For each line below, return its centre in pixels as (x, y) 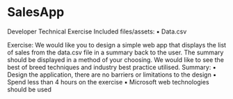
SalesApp (36, 12)
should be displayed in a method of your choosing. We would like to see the (116, 59)
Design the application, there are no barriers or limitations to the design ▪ (112, 75)
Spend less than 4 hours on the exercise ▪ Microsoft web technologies (109, 82)
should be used (30, 89)
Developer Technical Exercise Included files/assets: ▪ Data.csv (97, 31)
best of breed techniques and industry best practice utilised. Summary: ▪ (112, 67)
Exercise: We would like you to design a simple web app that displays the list (117, 45)
